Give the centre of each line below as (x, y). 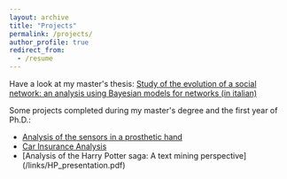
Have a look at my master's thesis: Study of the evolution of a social (133, 84)
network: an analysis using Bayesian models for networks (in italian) (133, 93)
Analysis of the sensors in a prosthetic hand (102, 137)
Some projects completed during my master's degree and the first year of (143, 110)
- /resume (35, 58)
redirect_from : (37, 51)
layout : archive (39, 17)
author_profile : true (49, 42)
